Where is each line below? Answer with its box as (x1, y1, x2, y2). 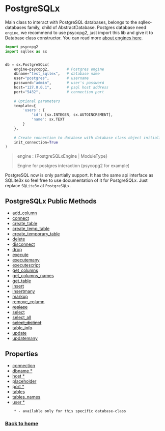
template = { (14, 103, 36, 108)
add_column (12, 210, 37, 216)
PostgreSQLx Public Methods (5, 197, 97, 205)
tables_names (12, 394, 41, 400)
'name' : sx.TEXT (31, 117, 65, 122)
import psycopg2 (5, 44, 38, 49)
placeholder (12, 378, 37, 384)
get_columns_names (12, 273, 54, 279)
